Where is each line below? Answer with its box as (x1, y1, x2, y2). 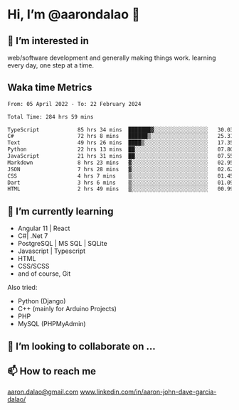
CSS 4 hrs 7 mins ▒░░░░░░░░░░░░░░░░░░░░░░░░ (7, 172, 208, 180)
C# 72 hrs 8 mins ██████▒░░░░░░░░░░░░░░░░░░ (7, 133, 208, 140)
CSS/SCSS (17, 262, 50, 271)
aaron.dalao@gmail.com (7, 387, 79, 396)
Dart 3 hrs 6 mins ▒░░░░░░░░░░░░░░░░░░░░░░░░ (7, 179, 208, 186)
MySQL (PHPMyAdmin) (17, 320, 87, 328)
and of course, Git (17, 269, 71, 278)
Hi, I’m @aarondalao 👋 (7, 6, 140, 23)
